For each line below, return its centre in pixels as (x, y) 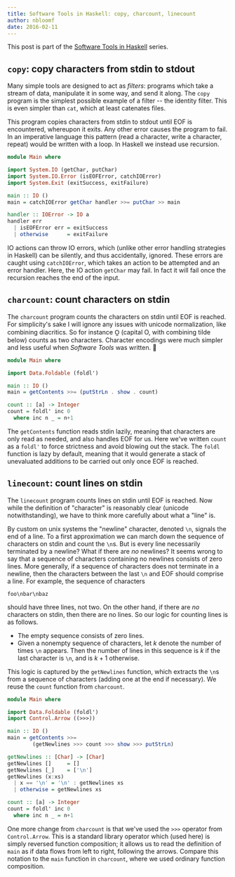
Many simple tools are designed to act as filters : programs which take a (110, 86)
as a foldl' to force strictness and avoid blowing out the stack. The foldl (114, 446)
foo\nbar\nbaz (28, 594)
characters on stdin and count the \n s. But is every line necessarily (104, 544)
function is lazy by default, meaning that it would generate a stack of (106, 453)
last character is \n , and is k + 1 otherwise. (79, 658)
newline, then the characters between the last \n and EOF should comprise (115, 573)
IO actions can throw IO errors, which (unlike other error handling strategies (116, 247)
